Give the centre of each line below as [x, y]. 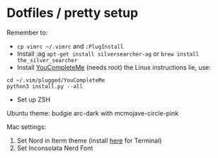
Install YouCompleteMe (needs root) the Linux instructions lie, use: [114, 67]
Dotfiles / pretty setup [73, 13]
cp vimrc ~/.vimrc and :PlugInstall [70, 46]
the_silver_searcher [47, 60]
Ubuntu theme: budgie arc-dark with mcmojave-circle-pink [93, 113]
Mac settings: [27, 127]
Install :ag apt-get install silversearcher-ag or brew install [108, 54]
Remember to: [27, 32]
